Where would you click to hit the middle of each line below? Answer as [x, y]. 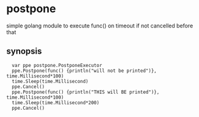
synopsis [24, 51]
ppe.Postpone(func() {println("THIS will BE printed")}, [86, 92]
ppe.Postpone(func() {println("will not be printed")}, [84, 71]
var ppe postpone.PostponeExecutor [57, 65]
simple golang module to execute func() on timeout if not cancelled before [100, 26]
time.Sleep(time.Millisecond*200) [56, 102]
